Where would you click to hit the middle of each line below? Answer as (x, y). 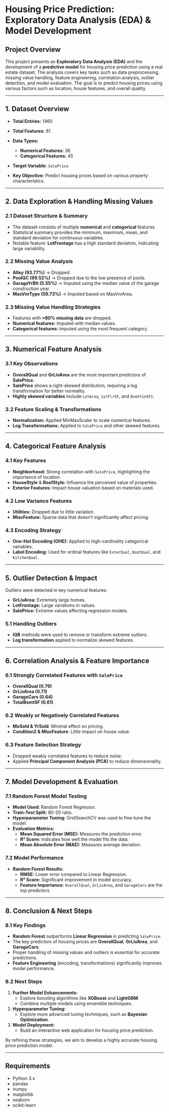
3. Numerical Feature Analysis (54, 349)
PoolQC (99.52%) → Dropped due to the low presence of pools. (79, 278)
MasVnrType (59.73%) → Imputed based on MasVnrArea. (73, 294)
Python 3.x (24, 1078)
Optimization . (34, 1020)
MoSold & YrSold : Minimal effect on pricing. (58, 727)
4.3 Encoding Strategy (33, 530)
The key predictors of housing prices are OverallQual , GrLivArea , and (85, 942)
